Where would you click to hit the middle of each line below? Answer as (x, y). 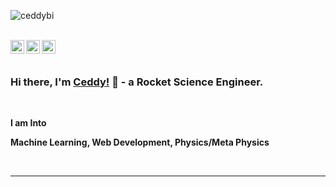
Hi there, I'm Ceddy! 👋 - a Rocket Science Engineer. (137, 82)
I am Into (28, 123)
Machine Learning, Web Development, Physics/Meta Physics (140, 142)
